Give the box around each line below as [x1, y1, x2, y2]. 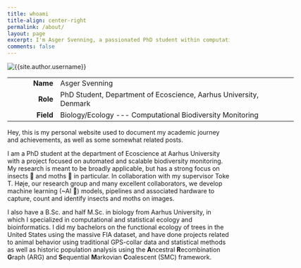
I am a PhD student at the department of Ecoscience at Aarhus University [7, 150, 221, 157]
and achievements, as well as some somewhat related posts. [7, 135, 183, 144]
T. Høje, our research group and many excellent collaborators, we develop [7, 179, 223, 188]
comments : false [7, 43, 55, 50]
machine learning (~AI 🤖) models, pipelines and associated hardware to [7, 187, 215, 195]
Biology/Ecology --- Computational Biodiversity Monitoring [60, 110, 259, 120]
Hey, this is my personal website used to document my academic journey [7, 128, 220, 136]
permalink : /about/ [7, 23, 65, 30]
